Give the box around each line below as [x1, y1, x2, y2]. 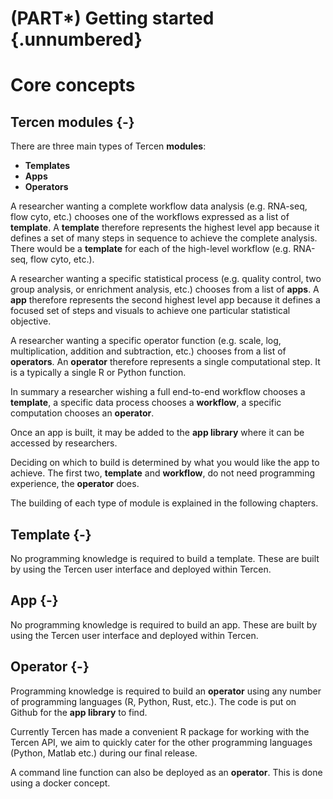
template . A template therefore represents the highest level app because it [10, 222, 320, 234]
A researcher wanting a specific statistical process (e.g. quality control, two [10, 273, 322, 285]
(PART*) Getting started [10, 7, 215, 30]
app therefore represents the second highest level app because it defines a [10, 294, 321, 306]
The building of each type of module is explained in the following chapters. [10, 497, 319, 509]
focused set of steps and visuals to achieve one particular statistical [10, 305, 291, 317]
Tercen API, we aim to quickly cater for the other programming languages [10, 736, 313, 748]
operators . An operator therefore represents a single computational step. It [10, 356, 321, 368]
